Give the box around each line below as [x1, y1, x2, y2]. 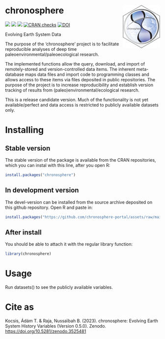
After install [5, 228, 42, 237]
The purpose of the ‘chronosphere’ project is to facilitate [5, 41, 119, 47]
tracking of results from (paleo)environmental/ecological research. [5, 87, 140, 93]
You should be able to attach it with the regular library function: [5, 241, 133, 247]
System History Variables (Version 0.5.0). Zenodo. [5, 323, 107, 329]
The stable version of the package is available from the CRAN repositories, [5, 157, 156, 163]
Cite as [5, 302, 34, 313]
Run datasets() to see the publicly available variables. [5, 284, 113, 290]
